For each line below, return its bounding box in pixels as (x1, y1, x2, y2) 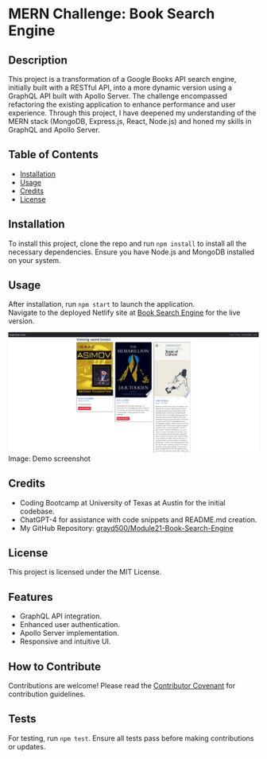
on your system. (8, 255, 61, 265)
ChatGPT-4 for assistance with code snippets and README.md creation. (19, 514, 257, 525)
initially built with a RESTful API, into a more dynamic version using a (8, 83, 233, 92)
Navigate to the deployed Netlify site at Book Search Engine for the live (8, 308, 241, 318)
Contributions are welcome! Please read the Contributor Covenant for (8, 681, 236, 691)
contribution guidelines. (8, 689, 86, 699)
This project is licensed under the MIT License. (8, 567, 162, 577)
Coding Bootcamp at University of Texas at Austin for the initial (19, 498, 226, 507)
